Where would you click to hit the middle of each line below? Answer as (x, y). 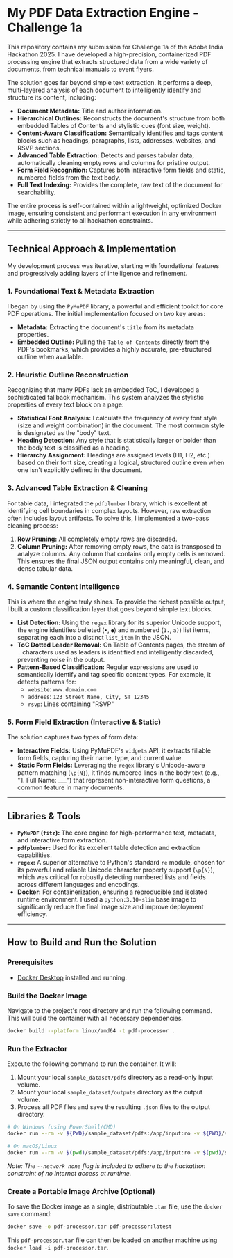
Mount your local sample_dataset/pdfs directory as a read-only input (115, 1078)
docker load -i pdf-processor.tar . (58, 1247)
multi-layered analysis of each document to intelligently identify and (104, 90)
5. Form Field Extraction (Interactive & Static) (84, 722)
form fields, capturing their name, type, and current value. (100, 758)
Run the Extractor (37, 1048)
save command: (29, 1214)
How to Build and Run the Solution (82, 942)
